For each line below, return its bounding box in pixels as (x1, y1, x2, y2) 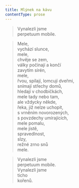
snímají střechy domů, (17, 83, 63, 89)
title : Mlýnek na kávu (5, 7, 52, 12)
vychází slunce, (17, 46, 49, 52)
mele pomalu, (17, 120, 45, 126)
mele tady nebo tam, (17, 93, 59, 100)
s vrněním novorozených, (17, 109, 69, 115)
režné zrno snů (17, 141, 48, 147)
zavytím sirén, (17, 67, 46, 73)
